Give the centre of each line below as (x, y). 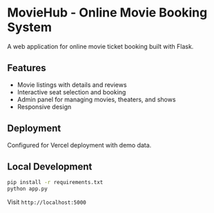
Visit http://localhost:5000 (47, 202)
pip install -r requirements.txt (55, 183)
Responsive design (44, 106)
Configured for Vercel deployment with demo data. (79, 145)
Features (27, 68)
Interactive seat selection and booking (71, 92)
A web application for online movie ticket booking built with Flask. (100, 46)
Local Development (50, 166)
